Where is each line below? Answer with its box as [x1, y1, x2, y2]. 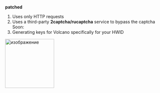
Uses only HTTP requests [12, 14, 64, 19]
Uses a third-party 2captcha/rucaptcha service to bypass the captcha [12, 19, 156, 24]
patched [5, 4, 23, 10]
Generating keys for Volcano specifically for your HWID [12, 29, 124, 35]
